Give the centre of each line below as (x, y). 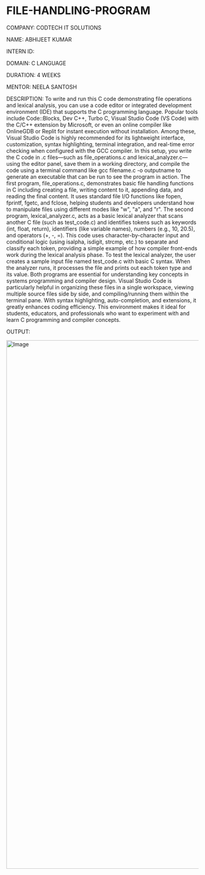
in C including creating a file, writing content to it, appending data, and (95, 190)
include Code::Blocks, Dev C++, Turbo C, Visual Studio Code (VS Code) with (103, 118)
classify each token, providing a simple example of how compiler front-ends (102, 248)
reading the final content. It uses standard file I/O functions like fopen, (94, 196)
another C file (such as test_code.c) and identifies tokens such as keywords (101, 222)
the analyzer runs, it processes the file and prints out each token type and (99, 267)
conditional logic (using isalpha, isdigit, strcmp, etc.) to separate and (92, 242)
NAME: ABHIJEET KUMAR (39, 39)
